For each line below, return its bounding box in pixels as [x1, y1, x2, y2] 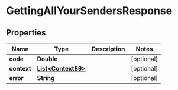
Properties [6, 28, 46, 38]
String [37, 74, 55, 82]
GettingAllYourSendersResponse [6, 4, 173, 18]
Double [37, 55, 58, 63]
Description [91, 45, 125, 53]
